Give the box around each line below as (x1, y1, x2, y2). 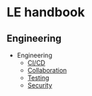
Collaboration (27, 66, 67, 74)
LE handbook (6, 4, 86, 20)
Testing (27, 73, 50, 82)
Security (27, 81, 52, 89)
